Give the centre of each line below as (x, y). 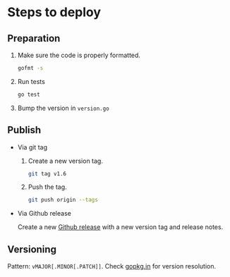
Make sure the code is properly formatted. (79, 55)
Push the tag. (47, 187)
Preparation (34, 38)
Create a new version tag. (66, 161)
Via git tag (32, 147)
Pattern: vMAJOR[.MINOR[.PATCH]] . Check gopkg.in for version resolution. (112, 266)
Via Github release (44, 214)
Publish (24, 130)
